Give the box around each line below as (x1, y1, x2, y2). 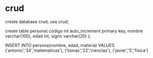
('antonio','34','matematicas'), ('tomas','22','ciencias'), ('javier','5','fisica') (5, 47, 149, 53)
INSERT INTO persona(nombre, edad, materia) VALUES (5, 42, 115, 48)
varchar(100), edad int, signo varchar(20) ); (5, 33, 91, 39)
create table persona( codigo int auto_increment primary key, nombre (5, 28, 143, 34)
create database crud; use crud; (5, 19, 69, 24)
